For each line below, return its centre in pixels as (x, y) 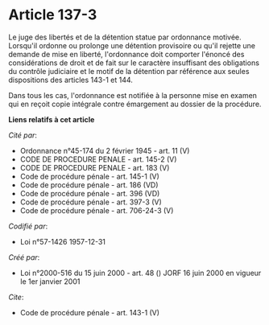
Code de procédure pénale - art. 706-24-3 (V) (97, 210)
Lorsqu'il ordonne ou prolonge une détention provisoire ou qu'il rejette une (132, 45)
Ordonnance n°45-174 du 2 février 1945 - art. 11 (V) (105, 150)
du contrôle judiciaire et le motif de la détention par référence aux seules (129, 71)
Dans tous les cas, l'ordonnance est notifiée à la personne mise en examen (133, 95)
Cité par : (23, 135)
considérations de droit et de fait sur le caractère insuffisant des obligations (134, 63)
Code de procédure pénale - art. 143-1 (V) (89, 312)
